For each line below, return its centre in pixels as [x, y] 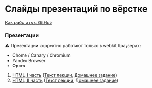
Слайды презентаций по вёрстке [76, 9]
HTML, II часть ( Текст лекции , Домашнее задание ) [65, 80]
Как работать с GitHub [29, 22]
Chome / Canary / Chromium [41, 55]
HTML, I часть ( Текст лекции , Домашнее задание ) [64, 75]
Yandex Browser [29, 61]
